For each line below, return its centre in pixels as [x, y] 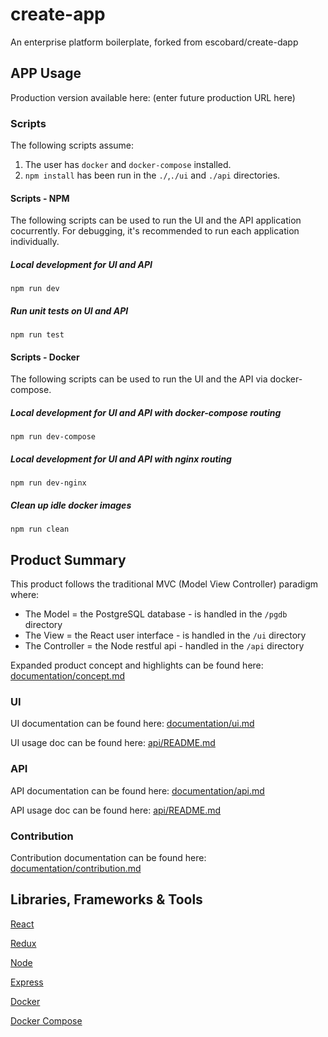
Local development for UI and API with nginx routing [121, 459]
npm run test [37, 335]
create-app [58, 14]
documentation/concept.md [67, 676]
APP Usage [46, 73]
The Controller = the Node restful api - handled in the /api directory [164, 646]
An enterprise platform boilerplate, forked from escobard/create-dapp [154, 42]
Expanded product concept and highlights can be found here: [137, 665]
